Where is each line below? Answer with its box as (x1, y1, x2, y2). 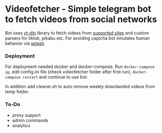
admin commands (12, 117, 49, 123)
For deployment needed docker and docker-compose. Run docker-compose (5, 64, 155, 69)
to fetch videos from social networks (5, 14, 157, 25)
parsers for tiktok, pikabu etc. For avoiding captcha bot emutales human (5, 35, 150, 41)
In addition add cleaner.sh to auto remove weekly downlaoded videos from (5, 84, 155, 89)
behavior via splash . (5, 40, 45, 46)
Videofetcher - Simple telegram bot (5, 3, 151, 15)
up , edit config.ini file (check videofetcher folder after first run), (5, 69, 132, 75)
